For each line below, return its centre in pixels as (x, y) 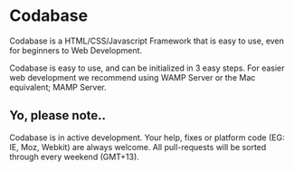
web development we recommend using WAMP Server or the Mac (133, 77)
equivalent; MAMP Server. (58, 87)
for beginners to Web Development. (76, 50)
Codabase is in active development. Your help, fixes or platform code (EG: (147, 138)
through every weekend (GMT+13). (75, 157)
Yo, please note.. (58, 115)
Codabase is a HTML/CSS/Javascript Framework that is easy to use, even (147, 41)
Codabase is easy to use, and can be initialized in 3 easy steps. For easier (147, 68)
